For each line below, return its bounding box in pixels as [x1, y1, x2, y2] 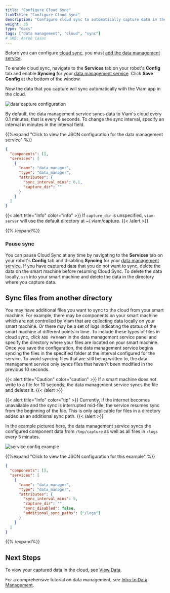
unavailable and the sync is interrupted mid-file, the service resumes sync [5, 402, 160, 409]
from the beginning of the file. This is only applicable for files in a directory [5, 408, 161, 414]
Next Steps [5, 553, 41, 562]
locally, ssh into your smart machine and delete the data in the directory [5, 273, 154, 279]
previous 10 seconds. [5, 366, 50, 372]
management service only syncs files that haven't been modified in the [5, 361, 153, 367]
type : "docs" [5, 26, 33, 32]
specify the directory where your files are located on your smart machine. [5, 339, 159, 346]
